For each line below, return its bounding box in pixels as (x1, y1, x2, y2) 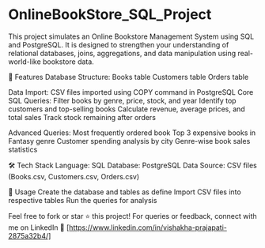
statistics (8, 145, 38, 154)
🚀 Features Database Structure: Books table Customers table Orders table (8, 72, 249, 81)
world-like (8, 57, 41, 66)
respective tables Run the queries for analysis (8, 195, 157, 205)
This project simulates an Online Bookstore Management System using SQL (8, 32, 255, 41)
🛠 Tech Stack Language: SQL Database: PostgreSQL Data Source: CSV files (8, 160, 257, 170)
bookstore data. (42, 57, 95, 66)
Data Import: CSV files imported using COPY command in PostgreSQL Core (8, 87, 254, 96)
